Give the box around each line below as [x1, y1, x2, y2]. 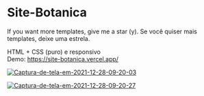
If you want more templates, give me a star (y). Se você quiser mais [7, 27, 197, 35]
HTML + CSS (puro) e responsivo [7, 48, 101, 56]
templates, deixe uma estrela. [7, 34, 90, 42]
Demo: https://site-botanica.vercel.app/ [7, 54, 118, 63]
